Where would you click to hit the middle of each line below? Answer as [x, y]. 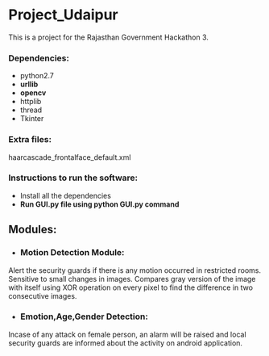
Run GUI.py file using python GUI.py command [99, 204]
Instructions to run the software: [73, 178]
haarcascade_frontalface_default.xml [70, 157]
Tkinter [32, 119]
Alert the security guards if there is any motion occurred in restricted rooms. [135, 270]
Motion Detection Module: [72, 253]
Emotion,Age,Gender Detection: [84, 316]
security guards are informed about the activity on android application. [126, 343]
